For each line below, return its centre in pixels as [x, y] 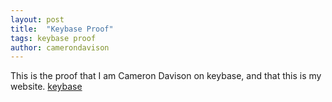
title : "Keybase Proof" [62, 29]
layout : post [37, 19]
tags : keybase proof [53, 38]
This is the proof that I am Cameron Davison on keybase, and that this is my [166, 76]
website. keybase [46, 87]
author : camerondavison [60, 47]
